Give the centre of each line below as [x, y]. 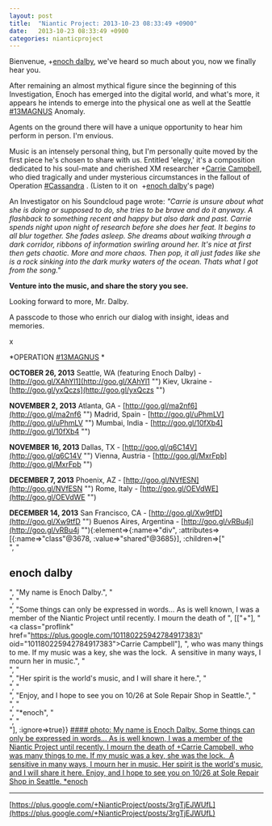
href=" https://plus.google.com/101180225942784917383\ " [106, 635]
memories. [27, 326]
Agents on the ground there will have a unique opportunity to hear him [126, 127]
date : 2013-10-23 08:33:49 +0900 [69, 31]
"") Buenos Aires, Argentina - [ [133, 522]
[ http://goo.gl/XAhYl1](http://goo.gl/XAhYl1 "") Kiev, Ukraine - [111, 382]
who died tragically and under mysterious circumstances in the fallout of [130, 177]
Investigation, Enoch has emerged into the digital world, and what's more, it [134, 95]
